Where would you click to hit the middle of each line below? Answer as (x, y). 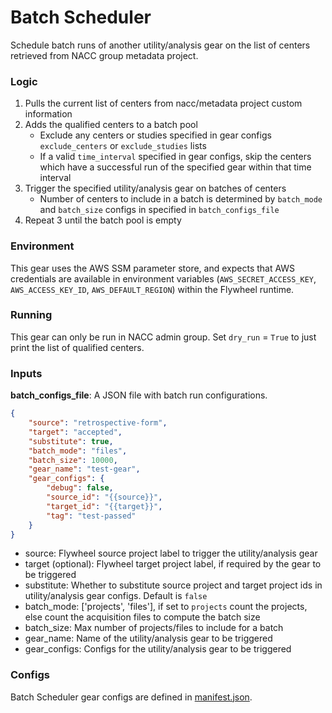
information (48, 114)
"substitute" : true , (71, 441)
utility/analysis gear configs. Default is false (116, 596)
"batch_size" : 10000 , (73, 460)
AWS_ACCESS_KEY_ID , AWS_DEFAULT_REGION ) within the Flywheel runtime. (152, 289)
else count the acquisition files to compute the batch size (142, 617)
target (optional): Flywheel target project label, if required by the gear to (173, 564)
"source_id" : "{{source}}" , (104, 497)
